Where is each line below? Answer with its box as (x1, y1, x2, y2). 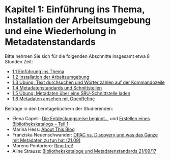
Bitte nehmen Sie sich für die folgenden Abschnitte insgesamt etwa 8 (5, 53, 150, 59)
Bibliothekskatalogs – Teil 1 (12, 121, 69, 127)
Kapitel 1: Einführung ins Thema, (5, 4, 145, 15)
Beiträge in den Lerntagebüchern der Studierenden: (5, 105, 114, 111)
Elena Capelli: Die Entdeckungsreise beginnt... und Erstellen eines (12, 115, 150, 121)
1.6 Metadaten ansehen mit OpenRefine (12, 96, 95, 102)
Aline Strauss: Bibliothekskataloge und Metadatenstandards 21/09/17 (12, 148, 156, 154)
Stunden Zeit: (5, 58, 34, 64)
